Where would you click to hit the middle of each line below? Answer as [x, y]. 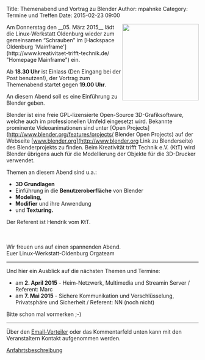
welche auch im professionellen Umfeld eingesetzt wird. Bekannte [89, 121]
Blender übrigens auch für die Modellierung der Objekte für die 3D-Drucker [101, 154]
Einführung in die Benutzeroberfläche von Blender [79, 190]
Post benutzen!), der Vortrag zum [48, 78]
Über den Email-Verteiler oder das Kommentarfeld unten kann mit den [94, 332]
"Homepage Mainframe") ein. [43, 60]
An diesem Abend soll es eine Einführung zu [62, 96]
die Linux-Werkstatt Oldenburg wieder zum [60, 34]
